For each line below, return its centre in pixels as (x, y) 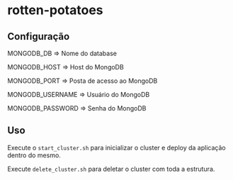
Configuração (39, 36)
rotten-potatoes (56, 10)
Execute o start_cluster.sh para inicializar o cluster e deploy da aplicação (116, 147)
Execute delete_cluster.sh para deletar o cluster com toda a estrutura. (111, 169)
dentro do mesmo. (34, 155)
